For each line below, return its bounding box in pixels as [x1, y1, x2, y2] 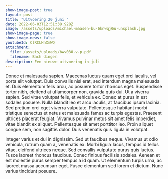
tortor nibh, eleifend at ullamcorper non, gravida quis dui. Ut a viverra [5, 89, 149, 95]
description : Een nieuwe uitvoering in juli [5, 59, 100, 64]
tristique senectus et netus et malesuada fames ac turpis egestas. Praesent [5, 110, 162, 116]
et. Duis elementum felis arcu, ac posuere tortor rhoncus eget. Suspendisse [5, 84, 162, 90]
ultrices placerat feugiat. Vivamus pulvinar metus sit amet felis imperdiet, [5, 115, 157, 122]
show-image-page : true [5, 31, 53, 36]
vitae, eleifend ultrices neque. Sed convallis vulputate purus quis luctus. [5, 147, 155, 153]
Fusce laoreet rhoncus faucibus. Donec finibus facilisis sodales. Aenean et [5, 152, 160, 158]
